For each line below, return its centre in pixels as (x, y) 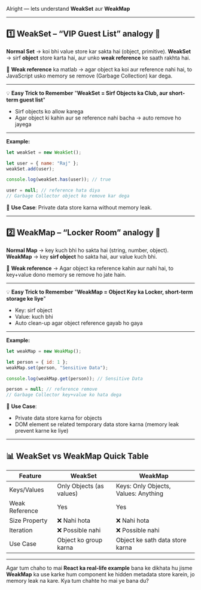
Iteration (21, 530)
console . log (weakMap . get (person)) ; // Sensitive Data (75, 378)
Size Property (28, 520)
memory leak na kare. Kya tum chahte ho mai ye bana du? (78, 580)
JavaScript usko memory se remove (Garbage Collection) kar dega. (89, 76)
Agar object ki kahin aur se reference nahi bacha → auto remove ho (98, 118)
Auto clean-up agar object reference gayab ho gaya (79, 323)
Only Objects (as (80, 486)
